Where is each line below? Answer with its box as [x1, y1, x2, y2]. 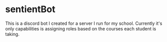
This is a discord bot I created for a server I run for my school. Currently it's [5, 20, 162, 26]
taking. [5, 31, 20, 37]
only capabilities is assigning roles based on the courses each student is [5, 25, 156, 31]
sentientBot [5, 4, 56, 15]
